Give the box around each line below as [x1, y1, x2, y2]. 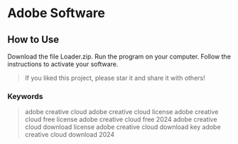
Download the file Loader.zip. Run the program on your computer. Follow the [7, 52, 231, 61]
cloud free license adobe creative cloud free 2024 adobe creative [24, 115, 218, 124]
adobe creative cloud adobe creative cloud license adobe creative [24, 108, 219, 116]
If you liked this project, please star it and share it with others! [24, 73, 205, 82]
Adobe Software [7, 5, 105, 21]
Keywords [7, 91, 43, 101]
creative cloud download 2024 [24, 130, 115, 139]
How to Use [7, 34, 60, 46]
